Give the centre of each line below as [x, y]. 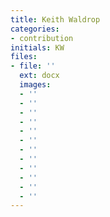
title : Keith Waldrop [55, 19]
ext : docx [39, 76]
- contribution [42, 38]
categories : [35, 29]
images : [35, 85]
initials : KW [37, 47]
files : [24, 57]
